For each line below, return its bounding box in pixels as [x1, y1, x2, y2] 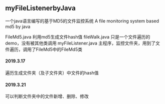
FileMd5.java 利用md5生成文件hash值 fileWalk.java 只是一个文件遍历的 [5, 33, 150, 39]
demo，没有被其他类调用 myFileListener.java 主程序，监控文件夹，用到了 [5, 40, 156, 46]
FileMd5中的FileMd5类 [36, 46, 83, 52]
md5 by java [5, 23, 31, 29]
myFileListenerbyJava [5, 4, 76, 12]
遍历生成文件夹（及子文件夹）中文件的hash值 [5, 70, 99, 76]
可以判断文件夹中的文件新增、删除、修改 [5, 93, 89, 99]
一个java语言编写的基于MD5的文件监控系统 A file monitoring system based [5, 17, 159, 24]
